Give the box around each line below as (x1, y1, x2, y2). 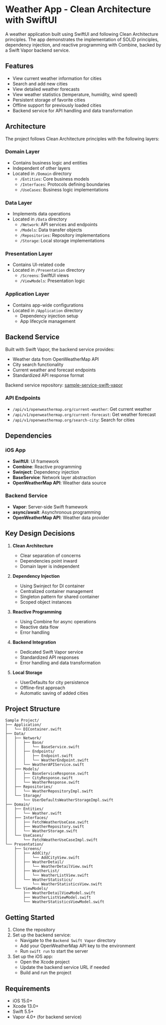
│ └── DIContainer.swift (5, 727, 62, 732)
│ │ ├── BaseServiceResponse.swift (5, 771, 89, 776)
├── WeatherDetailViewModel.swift (23, 890, 96, 896)
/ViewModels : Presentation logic (20, 278, 86, 284)
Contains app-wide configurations (12, 302, 84, 308)
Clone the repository (12, 927, 55, 933)
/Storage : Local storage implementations (20, 238, 105, 244)
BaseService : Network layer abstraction (12, 474, 96, 480)
